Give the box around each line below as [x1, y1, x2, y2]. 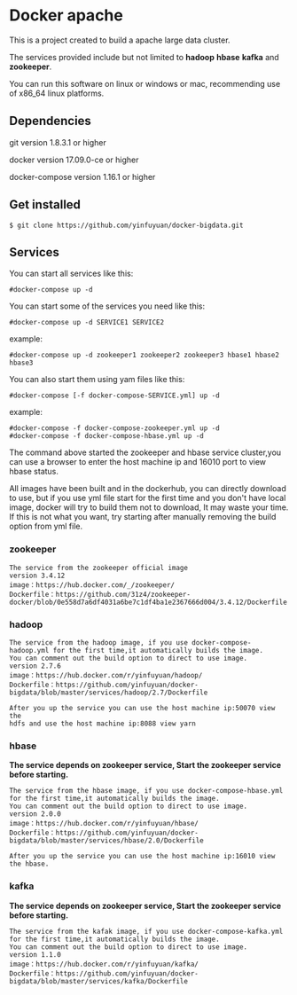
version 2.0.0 [9, 810, 62, 819]
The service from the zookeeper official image [9, 563, 189, 572]
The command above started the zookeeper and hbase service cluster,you [9, 447, 282, 458]
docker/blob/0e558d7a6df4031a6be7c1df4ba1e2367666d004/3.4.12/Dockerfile [9, 598, 288, 607]
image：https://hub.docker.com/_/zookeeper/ [9, 580, 176, 590]
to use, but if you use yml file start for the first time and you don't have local [9, 493, 286, 504]
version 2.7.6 [9, 662, 62, 670]
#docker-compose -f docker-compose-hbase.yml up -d [9, 432, 204, 441]
